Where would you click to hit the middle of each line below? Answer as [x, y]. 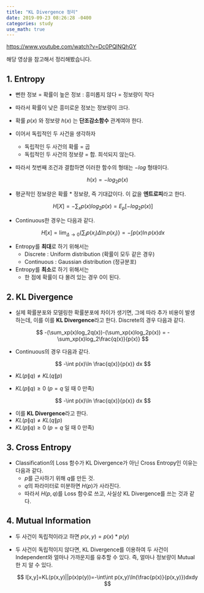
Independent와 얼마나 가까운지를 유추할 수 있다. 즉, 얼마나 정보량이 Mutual [105, 557]
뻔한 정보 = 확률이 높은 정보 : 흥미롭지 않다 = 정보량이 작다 [85, 95]
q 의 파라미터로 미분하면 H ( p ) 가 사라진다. [73, 486]
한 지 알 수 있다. [34, 565]
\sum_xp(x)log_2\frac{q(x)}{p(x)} [99, 339]
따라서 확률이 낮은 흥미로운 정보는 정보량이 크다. [72, 107]
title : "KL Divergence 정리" [42, 12]
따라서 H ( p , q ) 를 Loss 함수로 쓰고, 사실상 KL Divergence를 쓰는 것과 [106, 494]
